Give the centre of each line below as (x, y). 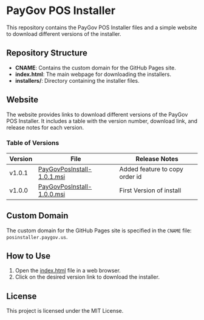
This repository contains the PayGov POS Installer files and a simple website (102, 27)
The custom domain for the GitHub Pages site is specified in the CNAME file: (99, 230)
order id (131, 176)
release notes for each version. (45, 127)
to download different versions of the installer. (64, 33)
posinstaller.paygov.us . (37, 237)
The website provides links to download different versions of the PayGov (97, 114)
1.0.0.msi (52, 194)
